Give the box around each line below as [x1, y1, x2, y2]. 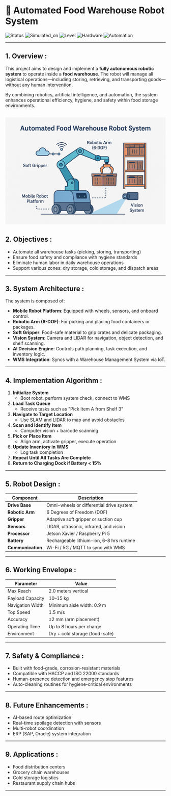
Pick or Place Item [12, 433, 52, 439]
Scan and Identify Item [12, 422, 62, 428]
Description [78, 495, 104, 501]
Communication [7, 545, 42, 551]
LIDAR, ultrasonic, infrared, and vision [46, 523, 125, 529]
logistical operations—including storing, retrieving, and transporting [5, 76, 147, 82]
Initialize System [12, 390, 49, 396]
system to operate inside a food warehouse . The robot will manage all [5, 71, 154, 77]
